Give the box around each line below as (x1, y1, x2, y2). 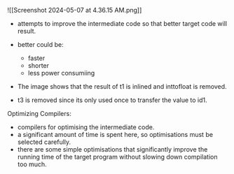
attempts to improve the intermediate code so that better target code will (17, 20, 228, 27)
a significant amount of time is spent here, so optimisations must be (17, 131, 214, 138)
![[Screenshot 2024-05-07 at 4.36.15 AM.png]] (7, 6, 142, 14)
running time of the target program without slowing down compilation (17, 153, 218, 161)
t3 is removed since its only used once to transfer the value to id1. (17, 96, 208, 104)
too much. (17, 160, 47, 168)
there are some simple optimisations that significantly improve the (17, 145, 208, 153)
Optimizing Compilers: (7, 110, 71, 117)
